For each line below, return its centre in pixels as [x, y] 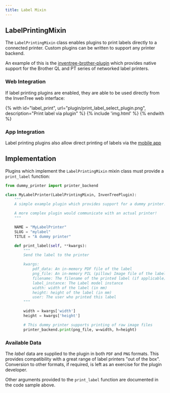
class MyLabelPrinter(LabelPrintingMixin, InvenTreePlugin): [71, 195]
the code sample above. [30, 385]
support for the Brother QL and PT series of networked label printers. [77, 68]
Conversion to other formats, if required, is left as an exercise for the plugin [83, 365]
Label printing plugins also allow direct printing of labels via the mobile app [83, 143]
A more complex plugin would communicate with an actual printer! [86, 213]
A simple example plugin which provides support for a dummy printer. [90, 204]
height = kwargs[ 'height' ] [52, 316]
